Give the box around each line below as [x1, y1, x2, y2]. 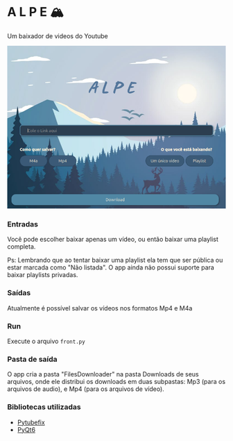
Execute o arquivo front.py [7, 337, 85, 345]
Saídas [7, 288, 31, 298]
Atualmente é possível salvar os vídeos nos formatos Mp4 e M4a [7, 303, 193, 312]
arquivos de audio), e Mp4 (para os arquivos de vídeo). [7, 385, 164, 393]
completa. [7, 242, 36, 251]
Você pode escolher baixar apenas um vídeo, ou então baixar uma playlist [7, 235, 218, 244]
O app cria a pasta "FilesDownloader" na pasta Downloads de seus [7, 370, 199, 378]
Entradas [7, 219, 39, 228]
